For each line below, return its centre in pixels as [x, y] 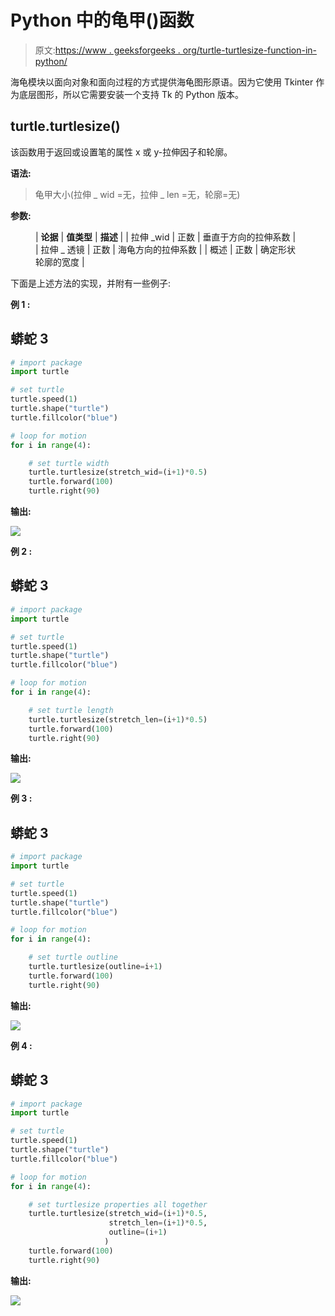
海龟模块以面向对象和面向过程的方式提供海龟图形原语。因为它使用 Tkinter [162, 82]
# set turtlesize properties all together [118, 1204]
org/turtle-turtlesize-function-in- [250, 50]
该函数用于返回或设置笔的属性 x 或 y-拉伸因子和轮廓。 [121, 152]
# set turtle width [69, 463]
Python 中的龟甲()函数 [102, 20]
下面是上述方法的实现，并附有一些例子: [91, 283]
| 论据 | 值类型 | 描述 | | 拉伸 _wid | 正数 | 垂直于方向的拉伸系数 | [166, 237]
